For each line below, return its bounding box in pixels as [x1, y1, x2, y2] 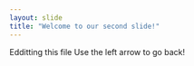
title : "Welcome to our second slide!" [9, 22, 160, 31]
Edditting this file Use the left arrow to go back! [9, 46, 186, 57]
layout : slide [9, 13, 63, 23]
